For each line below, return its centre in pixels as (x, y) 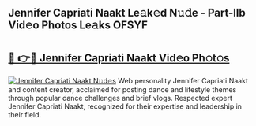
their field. (25, 115)
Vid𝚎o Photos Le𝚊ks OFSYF (78, 26)
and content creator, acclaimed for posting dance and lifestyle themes (122, 89)
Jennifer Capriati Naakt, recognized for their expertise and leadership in (125, 106)
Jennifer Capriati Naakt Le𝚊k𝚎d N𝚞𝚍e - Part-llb (127, 13)
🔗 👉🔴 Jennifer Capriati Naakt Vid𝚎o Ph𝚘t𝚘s (119, 58)
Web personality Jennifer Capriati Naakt (183, 81)
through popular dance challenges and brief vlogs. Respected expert (120, 98)
